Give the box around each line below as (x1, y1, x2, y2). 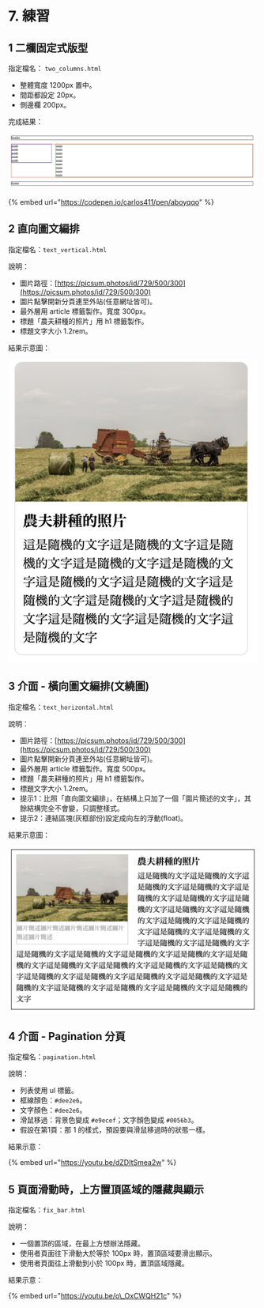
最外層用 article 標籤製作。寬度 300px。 (19, 306, 150, 316)
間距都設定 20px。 (19, 90, 81, 100)
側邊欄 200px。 (19, 100, 71, 109)
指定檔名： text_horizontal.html (8, 702, 115, 711)
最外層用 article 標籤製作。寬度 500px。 (19, 763, 150, 773)
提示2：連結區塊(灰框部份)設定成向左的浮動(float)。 (19, 813, 188, 823)
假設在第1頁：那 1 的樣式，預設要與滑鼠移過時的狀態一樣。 (19, 1125, 210, 1135)
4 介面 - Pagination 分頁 (8, 1029, 126, 1043)
